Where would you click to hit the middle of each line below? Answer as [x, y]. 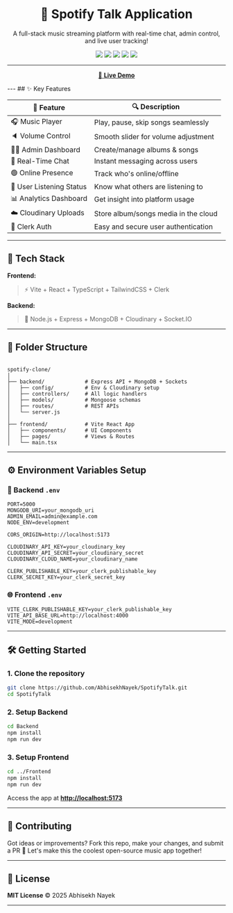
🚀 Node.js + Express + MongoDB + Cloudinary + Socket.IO [108, 318]
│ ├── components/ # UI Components [69, 430]
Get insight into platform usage [144, 200]
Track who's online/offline [136, 174]
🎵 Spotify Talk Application [116, 14]
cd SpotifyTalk [29, 695]
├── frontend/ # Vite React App [71, 424]
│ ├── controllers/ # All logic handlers [77, 394]
